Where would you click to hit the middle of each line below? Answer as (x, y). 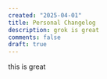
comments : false (34, 37)
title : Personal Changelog (52, 23)
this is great (27, 66)
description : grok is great (54, 30)
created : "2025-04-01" (45, 15)
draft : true (27, 45)
